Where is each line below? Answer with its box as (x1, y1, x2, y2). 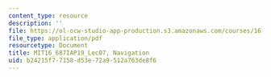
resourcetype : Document (8, 42, 89, 50)
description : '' (8, 19, 63, 27)
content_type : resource (8, 11, 89, 20)
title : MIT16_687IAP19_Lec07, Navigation (8, 49, 150, 57)
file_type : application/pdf (8, 34, 103, 43)
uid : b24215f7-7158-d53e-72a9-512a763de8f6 (8, 57, 157, 65)
